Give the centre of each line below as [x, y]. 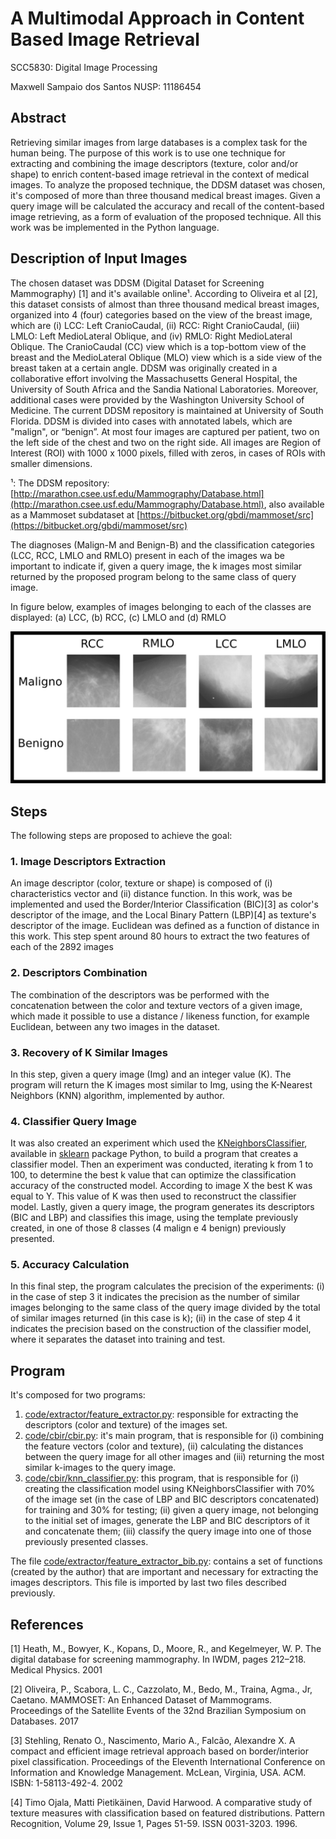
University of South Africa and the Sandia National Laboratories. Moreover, [164, 389]
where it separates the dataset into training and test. [118, 1339]
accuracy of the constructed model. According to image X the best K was [161, 1186]
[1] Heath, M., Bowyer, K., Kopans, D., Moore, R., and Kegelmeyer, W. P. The [166, 1649]
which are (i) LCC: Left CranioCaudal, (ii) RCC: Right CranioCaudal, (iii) [155, 325]
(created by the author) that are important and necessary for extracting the [164, 1572]
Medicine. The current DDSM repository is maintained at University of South [167, 410]
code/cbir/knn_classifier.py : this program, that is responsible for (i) [162, 1478]
